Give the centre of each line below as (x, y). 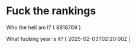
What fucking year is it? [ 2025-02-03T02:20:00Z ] (69, 39)
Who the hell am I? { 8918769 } (44, 27)
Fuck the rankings (51, 11)
